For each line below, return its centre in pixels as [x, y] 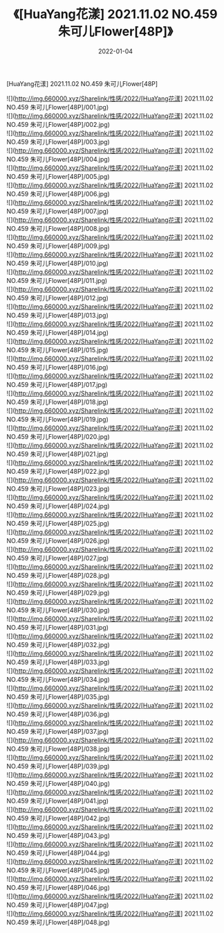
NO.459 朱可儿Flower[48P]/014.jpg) [57, 332]
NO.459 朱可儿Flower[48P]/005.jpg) [58, 176]
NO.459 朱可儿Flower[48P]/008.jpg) [58, 228]
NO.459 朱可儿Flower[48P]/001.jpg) [58, 107]
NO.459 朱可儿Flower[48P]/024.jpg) [58, 506]
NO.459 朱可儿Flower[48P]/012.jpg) [57, 298]
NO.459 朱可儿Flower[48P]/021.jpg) [57, 454]
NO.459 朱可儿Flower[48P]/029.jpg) [58, 592]
